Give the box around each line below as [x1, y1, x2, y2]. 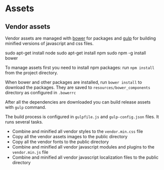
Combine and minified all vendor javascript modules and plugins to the [12, 144, 155, 149]
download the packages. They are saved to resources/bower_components [5, 85, 151, 90]
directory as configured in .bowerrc [5, 90, 76, 95]
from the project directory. [5, 70, 58, 76]
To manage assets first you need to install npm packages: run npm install [5, 64, 155, 70]
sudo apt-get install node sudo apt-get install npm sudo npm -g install [5, 50, 146, 56]
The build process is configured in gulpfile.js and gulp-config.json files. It [5, 114, 159, 120]
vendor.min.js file [12, 149, 48, 155]
